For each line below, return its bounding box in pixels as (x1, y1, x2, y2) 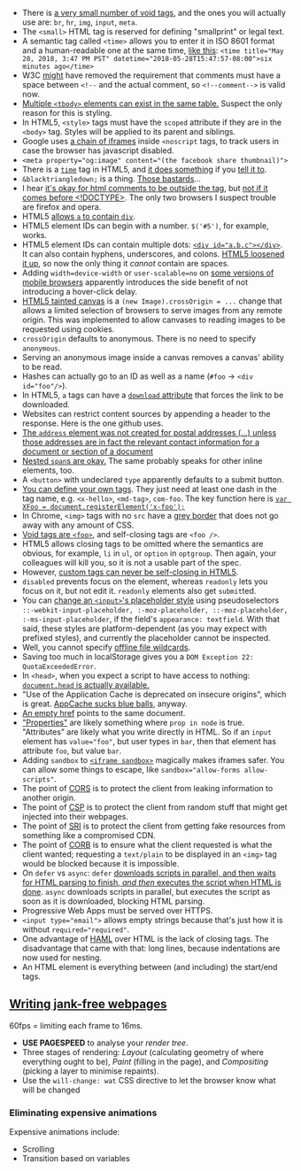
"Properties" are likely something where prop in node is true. (21, 717, 245, 728)
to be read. (21, 362, 63, 372)
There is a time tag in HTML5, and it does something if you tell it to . (21, 164, 267, 174)
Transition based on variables (21, 1153, 130, 1164)
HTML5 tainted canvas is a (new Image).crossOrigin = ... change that (21, 296, 282, 306)
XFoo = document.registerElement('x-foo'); (21, 503, 186, 512)
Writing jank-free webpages (9, 997, 167, 1012)
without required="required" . (21, 924, 130, 935)
